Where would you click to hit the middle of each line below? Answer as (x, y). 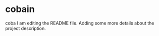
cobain (20, 9)
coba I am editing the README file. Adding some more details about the (80, 23)
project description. (26, 28)
